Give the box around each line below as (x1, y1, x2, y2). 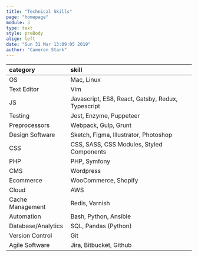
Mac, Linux (70, 75, 101, 84)
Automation (9, 212, 41, 221)
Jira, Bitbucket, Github (70, 241, 132, 249)
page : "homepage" (6, 14, 49, 20)
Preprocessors (9, 121, 50, 129)
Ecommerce (9, 176, 42, 184)
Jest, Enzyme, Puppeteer (70, 111, 140, 119)
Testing (9, 111, 30, 119)
